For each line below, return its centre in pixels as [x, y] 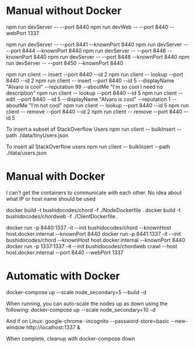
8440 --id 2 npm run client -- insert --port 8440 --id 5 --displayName [90, 81]
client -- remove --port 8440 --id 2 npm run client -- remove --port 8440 [94, 112]
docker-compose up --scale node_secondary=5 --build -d [76, 292]
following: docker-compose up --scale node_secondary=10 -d [81, 309]
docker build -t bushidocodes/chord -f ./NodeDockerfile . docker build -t [93, 210]
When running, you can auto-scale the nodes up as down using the [87, 303]
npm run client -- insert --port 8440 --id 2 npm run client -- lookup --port [95, 74]
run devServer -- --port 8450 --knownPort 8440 [65, 63]
